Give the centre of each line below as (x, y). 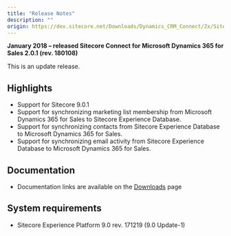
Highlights (30, 88)
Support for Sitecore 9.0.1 (53, 105)
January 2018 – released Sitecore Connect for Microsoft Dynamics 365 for (115, 46)
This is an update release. (44, 67)
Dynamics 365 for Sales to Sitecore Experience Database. (99, 119)
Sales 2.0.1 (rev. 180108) (43, 53)
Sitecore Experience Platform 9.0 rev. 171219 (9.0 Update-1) (101, 225)
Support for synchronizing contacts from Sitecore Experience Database (118, 127)
